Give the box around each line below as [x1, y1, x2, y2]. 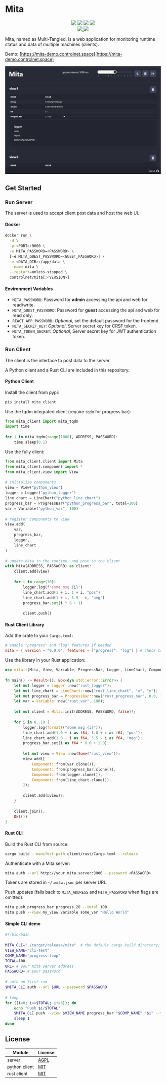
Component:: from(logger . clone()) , [31, 772, 103, 777]
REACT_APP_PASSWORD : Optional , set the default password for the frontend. [12, 318, 160, 324]
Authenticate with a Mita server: [5, 860, 70, 866]
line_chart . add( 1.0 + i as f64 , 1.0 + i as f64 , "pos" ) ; [23, 730, 143, 735]
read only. [12, 312, 33, 318]
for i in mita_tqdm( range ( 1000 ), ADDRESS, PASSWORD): [5, 435, 119, 440]
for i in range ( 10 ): [14, 580, 56, 585]
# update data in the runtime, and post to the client [5, 558, 121, 563]
